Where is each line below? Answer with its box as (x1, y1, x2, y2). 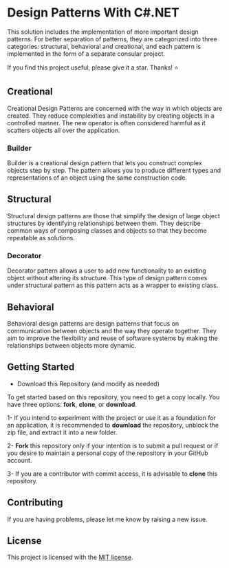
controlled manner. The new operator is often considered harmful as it (7, 118, 206, 127)
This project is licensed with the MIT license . (7, 553, 133, 562)
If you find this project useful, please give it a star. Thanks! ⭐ (7, 63, 179, 72)
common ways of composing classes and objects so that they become (7, 226, 208, 235)
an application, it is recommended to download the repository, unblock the (7, 421, 219, 429)
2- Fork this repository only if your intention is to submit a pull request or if (7, 441, 219, 450)
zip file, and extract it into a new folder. (7, 428, 118, 436)
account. (7, 456, 32, 464)
